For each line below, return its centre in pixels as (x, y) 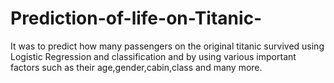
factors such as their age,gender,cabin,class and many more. (136, 67)
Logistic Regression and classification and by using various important (153, 56)
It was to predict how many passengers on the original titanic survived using (167, 46)
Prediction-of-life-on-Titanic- (136, 18)
